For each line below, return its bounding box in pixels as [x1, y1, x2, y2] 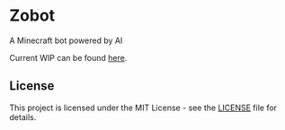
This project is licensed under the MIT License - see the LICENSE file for [9, 102, 277, 113]
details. [9, 111, 37, 122]
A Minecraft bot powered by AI [9, 35, 123, 46]
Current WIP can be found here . [9, 52, 128, 63]
